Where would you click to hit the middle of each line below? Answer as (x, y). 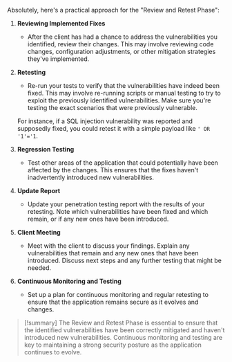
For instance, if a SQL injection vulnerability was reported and (105, 121)
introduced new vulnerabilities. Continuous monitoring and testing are (123, 337)
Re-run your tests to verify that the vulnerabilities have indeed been (123, 85)
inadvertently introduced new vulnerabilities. (90, 177)
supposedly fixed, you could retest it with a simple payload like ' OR (114, 128)
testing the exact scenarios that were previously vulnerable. (113, 108)
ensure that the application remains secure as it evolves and (113, 302)
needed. (39, 268)
